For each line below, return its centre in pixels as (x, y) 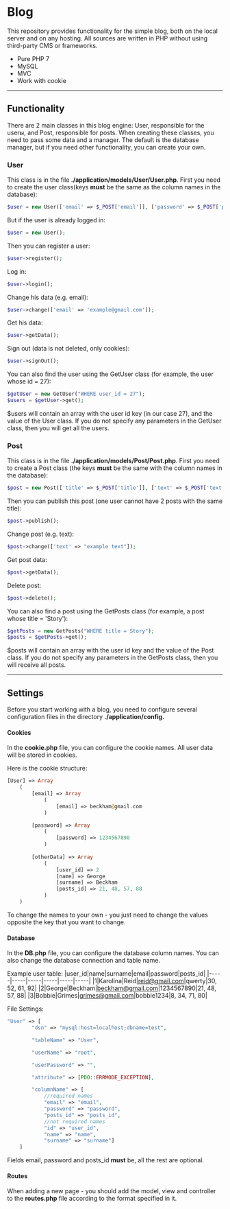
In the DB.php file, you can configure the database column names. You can (113, 953)
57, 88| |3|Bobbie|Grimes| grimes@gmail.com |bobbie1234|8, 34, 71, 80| (107, 996)
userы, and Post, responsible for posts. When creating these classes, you (111, 132)
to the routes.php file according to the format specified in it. (92, 1199)
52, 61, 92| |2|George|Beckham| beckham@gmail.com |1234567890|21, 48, (112, 988)
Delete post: (24, 585)
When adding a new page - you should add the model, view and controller (112, 1191)
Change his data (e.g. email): (48, 297)
